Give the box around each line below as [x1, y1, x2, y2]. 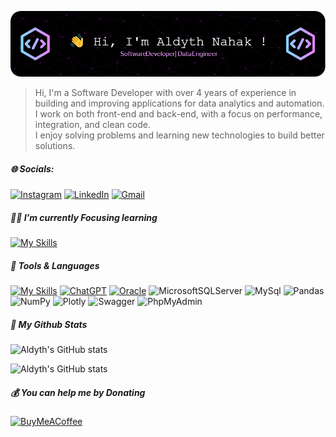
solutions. [34, 140, 76, 152]
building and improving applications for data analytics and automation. [34, 97, 325, 110]
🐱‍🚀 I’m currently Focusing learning [10, 212, 158, 223]
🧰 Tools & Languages [10, 259, 100, 271]
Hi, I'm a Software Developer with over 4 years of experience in [34, 87, 297, 99]
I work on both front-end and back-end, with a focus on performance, [34, 108, 323, 120]
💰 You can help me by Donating [10, 386, 146, 398]
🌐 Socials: [10, 163, 55, 175]
